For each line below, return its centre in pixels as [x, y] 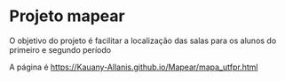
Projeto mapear [67, 16]
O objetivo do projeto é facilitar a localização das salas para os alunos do [143, 40]
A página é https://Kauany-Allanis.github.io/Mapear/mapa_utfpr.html [134, 67]
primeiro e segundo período [60, 49]
